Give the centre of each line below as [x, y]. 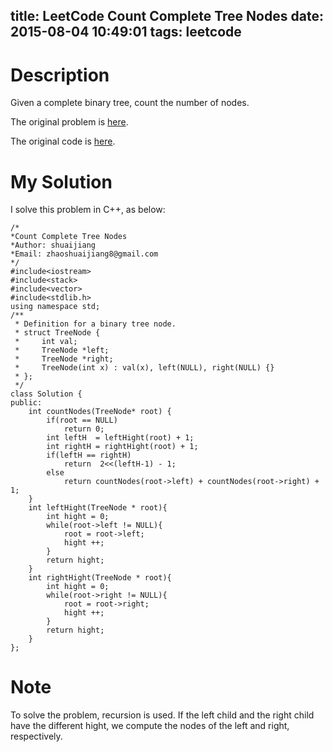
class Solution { [46, 394]
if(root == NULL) [82, 420]
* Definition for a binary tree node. [95, 324]
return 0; [84, 429]
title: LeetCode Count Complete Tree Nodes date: [167, 16]
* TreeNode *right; [64, 359]
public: [26, 403]
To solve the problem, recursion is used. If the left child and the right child [162, 715]
